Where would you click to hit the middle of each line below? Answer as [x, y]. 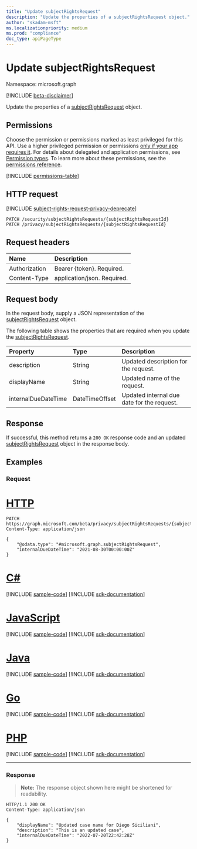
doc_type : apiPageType [34, 39]
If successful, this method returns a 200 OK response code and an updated [96, 437]
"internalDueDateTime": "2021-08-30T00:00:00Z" [76, 550]
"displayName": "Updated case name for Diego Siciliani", [89, 826]
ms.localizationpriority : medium [47, 28]
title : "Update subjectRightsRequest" [53, 11]
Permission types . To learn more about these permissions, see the [86, 158]
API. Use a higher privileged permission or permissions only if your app [92, 146]
